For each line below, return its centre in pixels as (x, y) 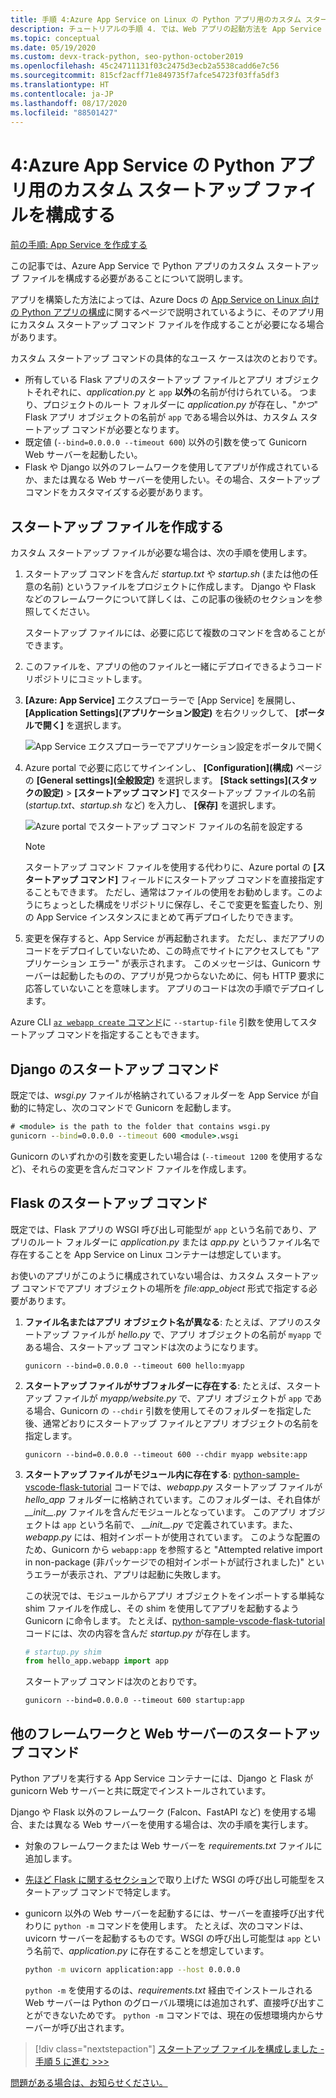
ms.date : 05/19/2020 (53, 47)
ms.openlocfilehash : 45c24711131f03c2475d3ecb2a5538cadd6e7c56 (145, 66)
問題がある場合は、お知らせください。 (89, 2082)
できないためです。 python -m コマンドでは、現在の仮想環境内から (178, 2015)
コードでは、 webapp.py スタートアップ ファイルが (218, 1487)
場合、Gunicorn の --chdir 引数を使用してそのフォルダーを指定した (172, 1410)
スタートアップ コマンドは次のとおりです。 (113, 1682)
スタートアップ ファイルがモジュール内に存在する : (128, 1474)
